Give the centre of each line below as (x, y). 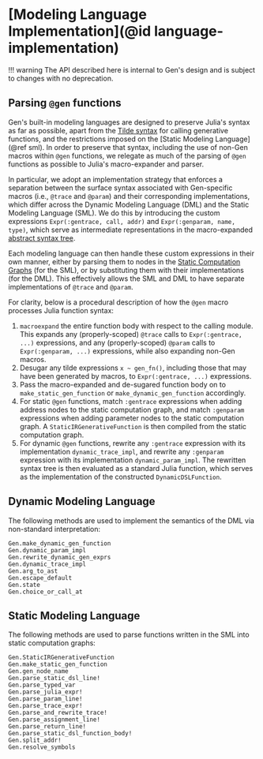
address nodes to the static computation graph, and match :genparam (132, 409)
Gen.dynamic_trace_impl (47, 564)
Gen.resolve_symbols (42, 747)
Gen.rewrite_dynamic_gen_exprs (60, 557)
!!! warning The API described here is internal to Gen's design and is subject (131, 69)
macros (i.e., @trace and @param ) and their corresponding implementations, (129, 196)
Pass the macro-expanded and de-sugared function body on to (123, 384)
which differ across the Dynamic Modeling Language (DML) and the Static (129, 204)
